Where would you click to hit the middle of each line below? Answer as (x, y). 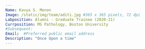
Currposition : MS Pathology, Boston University (57, 24)
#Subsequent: (19, 29)
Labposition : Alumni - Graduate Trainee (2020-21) (60, 19)
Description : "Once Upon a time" (41, 39)
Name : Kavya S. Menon (28, 10)
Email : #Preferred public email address (50, 34)
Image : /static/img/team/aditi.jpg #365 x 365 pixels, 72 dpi (73, 15)
